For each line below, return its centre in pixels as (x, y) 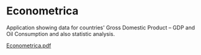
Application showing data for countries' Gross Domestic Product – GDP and (101, 27)
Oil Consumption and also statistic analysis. (61, 33)
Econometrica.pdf (29, 45)
